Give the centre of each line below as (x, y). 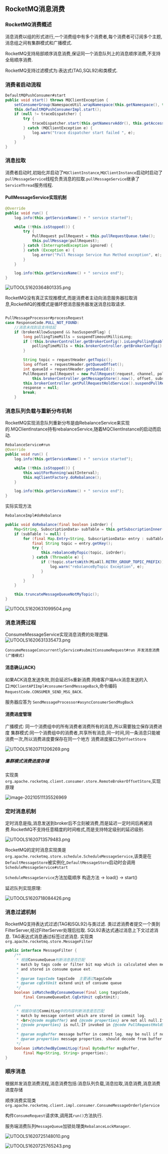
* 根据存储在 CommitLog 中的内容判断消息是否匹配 (60, 1011)
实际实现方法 (18, 506)
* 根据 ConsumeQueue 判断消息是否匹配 (50, 960)
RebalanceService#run (28, 445)
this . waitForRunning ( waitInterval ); (61, 473)
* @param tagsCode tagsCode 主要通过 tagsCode (64, 979)
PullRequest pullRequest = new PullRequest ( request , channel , (89, 374)
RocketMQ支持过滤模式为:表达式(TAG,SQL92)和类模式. (61, 70)
